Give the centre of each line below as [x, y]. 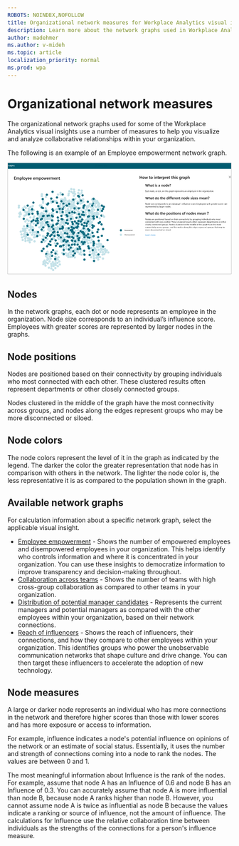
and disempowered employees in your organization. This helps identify [121, 549]
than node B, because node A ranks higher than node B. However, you [110, 798]
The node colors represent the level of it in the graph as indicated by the [113, 457]
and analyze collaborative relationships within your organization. [102, 138]
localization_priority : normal [54, 61]
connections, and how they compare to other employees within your [118, 640]
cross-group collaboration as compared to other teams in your [109, 587]
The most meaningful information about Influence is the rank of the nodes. [116, 775]
